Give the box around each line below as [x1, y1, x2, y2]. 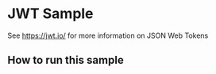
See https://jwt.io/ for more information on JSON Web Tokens [7, 31, 209, 40]
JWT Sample [7, 5, 94, 23]
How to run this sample [7, 54, 124, 67]
